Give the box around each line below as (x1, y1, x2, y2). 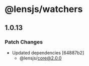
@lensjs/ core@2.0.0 (19, 55, 62, 61)
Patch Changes (5, 38, 43, 45)
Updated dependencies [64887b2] (12, 49, 84, 55)
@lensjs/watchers (5, 3, 83, 15)
